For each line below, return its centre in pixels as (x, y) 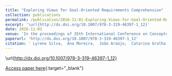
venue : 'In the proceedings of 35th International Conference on (76, 34)
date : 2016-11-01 (24, 29)
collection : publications (33, 15)
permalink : (17, 20)
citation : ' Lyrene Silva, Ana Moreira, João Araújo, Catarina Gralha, (87, 44)
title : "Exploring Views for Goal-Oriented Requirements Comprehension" (84, 10)
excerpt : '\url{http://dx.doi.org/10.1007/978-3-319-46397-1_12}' (78, 24)
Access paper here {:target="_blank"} (45, 68)
